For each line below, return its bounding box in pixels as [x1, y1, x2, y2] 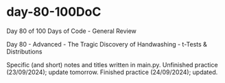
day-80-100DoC [6, 4, 102, 20]
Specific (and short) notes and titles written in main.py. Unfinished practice [6, 60, 218, 69]
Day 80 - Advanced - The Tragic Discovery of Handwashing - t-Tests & [6, 40, 207, 48]
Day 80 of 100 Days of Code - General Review [6, 27, 137, 35]
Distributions [6, 47, 43, 56]
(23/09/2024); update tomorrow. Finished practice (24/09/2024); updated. [6, 68, 218, 76]
